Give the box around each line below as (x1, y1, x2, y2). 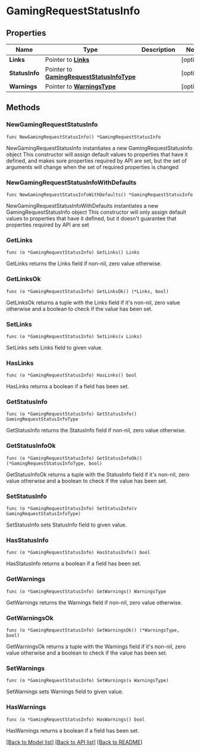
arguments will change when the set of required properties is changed (6, 163, 179, 170)
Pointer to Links (45, 55, 90, 64)
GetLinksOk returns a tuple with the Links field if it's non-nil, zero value (6, 299, 180, 306)
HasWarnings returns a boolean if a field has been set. (6, 727, 140, 734)
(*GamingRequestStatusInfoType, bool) (6, 460, 102, 466)
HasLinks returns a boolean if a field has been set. (6, 383, 129, 390)
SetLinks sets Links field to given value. (6, 344, 103, 351)
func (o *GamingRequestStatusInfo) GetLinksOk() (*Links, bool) (6, 288, 169, 294)
